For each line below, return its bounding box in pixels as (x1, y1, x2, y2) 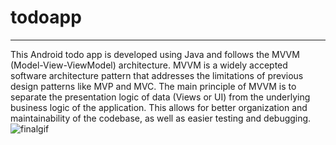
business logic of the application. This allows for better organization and (10, 101, 308, 113)
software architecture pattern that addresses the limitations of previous (10, 69, 304, 81)
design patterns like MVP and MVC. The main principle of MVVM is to (10, 80, 297, 92)
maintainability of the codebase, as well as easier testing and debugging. (10, 112, 312, 124)
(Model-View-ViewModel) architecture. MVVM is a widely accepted (10, 59, 288, 71)
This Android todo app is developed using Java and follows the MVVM (10, 48, 300, 60)
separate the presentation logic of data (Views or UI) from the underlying (10, 91, 311, 103)
